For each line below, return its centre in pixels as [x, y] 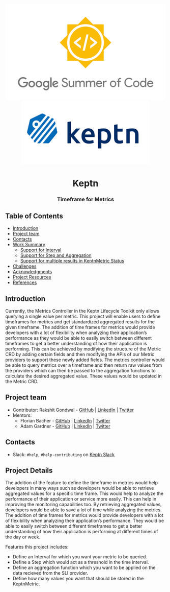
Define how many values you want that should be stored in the [78, 579]
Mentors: [22, 415]
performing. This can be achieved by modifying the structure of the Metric [83, 349]
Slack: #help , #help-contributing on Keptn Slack [64, 454]
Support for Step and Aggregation [56, 255]
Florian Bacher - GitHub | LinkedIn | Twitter [65, 420]
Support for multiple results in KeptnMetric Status [72, 261]
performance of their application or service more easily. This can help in [81, 499]
